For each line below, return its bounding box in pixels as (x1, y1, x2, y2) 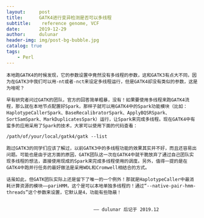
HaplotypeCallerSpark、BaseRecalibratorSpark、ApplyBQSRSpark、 (6, 110, 171, 116)
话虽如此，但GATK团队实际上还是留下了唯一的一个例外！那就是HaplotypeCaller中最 (6, 176, 190, 183)
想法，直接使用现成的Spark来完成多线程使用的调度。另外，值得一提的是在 (29, 158, 188, 164)
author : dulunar (6, 32, 59, 38)
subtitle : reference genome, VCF (6, 20, 99, 26)
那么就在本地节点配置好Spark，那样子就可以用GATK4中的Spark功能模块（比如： (15, 103, 188, 110)
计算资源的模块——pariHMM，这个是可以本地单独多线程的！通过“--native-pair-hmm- (10, 183, 196, 189)
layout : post (6, 9, 51, 15)
